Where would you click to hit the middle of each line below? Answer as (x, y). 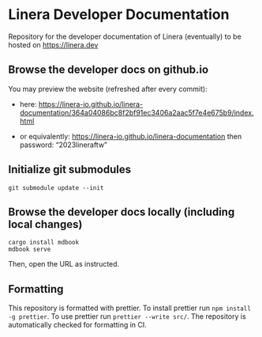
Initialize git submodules (70, 170)
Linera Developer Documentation (119, 15)
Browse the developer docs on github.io (109, 70)
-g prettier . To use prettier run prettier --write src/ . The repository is (127, 316)
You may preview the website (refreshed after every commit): (108, 89)
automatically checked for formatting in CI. (78, 325)
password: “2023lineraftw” (64, 145)
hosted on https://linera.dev (53, 44)
